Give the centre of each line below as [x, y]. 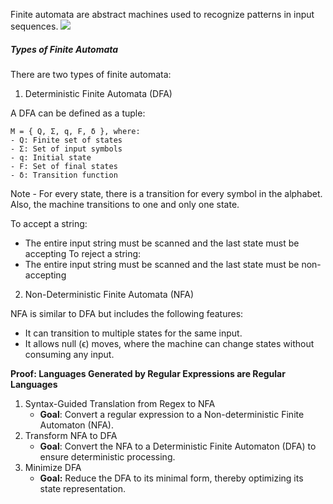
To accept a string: [49, 223]
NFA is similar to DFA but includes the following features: [127, 313]
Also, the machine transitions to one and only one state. [125, 204]
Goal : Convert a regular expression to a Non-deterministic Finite [172, 414]
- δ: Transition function [64, 175]
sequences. [34, 26]
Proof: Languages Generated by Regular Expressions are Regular [148, 373]
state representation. [83, 488]
